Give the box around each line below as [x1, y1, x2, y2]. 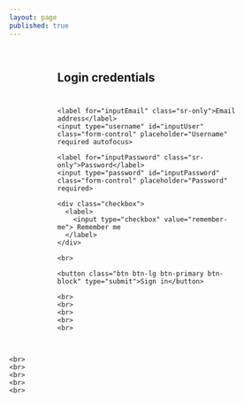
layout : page [9, 12, 57, 22]
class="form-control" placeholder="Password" [57, 176, 228, 185]
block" [57, 276, 81, 286]
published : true [9, 21, 69, 30]
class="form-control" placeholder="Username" [57, 129, 228, 138]
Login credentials [57, 70, 156, 85]
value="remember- [164, 214, 228, 224]
